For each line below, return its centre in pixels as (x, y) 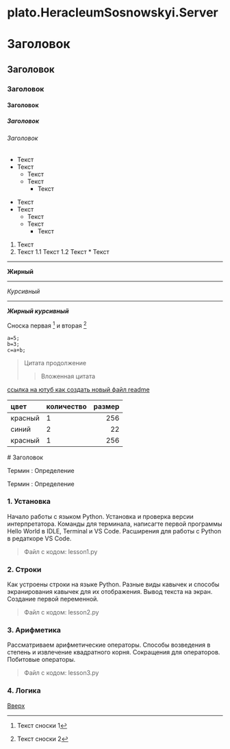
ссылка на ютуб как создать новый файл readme (78, 389)
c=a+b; (16, 350)
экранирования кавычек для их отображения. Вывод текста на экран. (110, 592)
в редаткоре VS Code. (39, 538)
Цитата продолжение (55, 362)
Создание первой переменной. (53, 599)
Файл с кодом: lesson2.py (61, 612)
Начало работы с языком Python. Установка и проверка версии (100, 516)
